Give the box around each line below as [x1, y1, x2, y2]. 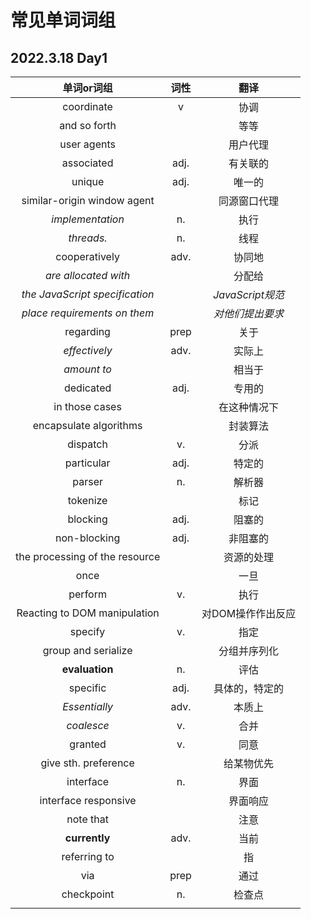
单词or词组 [62, 81, 113, 95]
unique [71, 175, 105, 188]
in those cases [53, 400, 122, 413]
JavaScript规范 [213, 288, 285, 301]
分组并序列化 [218, 644, 280, 658]
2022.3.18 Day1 [10, 49, 108, 66]
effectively [63, 344, 113, 357]
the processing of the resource [15, 550, 161, 563]
